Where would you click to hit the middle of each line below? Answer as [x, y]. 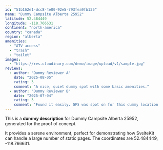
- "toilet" [20, 55]
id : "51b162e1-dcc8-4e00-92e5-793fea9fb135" [51, 9]
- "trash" [19, 50]
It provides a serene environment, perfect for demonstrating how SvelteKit [80, 133]
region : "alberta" [24, 37]
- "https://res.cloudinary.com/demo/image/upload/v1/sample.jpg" [77, 64]
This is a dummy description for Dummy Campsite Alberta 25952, [72, 118]
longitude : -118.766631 [29, 23]
